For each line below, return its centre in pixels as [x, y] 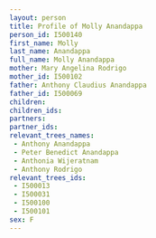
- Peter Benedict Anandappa [66, 152]
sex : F [22, 219]
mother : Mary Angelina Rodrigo [68, 69]
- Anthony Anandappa [52, 144]
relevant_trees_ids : [48, 177]
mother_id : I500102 [46, 77]
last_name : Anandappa [50, 52]
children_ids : [36, 110]
